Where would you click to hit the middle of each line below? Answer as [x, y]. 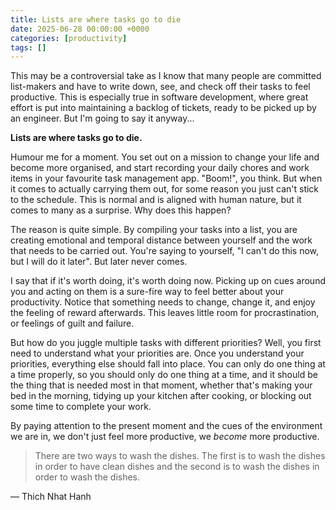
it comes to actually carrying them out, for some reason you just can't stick [165, 189]
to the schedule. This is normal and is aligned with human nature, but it [156, 200]
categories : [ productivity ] [69, 38]
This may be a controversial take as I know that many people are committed [166, 76]
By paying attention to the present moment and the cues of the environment [166, 426]
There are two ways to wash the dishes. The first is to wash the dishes [180, 456]
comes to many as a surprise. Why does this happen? [121, 210]
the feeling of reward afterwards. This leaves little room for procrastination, [165, 313]
